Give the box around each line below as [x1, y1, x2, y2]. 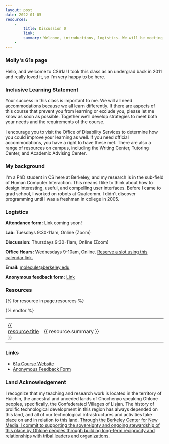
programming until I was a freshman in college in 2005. [5, 196, 120, 202]
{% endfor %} [5, 308, 34, 314]
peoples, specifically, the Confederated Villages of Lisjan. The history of [5, 401, 155, 407]
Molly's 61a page [5, 56, 48, 64]
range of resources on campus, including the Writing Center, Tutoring [5, 145, 149, 151]
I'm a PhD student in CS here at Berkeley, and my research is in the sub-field [5, 174, 164, 180]
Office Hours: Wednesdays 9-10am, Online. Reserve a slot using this [5, 249, 148, 255]
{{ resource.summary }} [43, 328, 99, 335]
